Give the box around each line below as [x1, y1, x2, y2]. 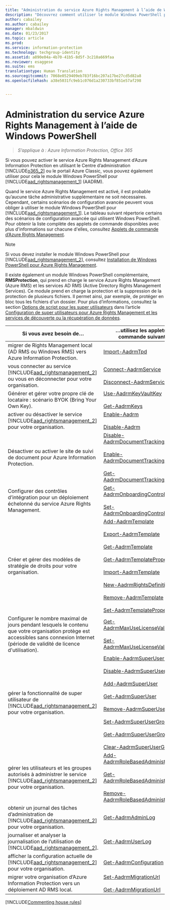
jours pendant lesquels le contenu [8, 621, 89, 628]
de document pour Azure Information [8, 454, 96, 461]
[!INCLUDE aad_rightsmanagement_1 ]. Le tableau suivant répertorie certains [5, 210, 162, 216]
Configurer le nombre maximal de [8, 614, 88, 622]
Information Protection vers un [8, 880, 80, 887]
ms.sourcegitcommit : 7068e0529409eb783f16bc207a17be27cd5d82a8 [5, 74, 142, 79]
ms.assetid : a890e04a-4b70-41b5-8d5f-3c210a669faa [5, 54, 114, 60]
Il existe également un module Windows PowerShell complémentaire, [5, 272, 149, 278]
